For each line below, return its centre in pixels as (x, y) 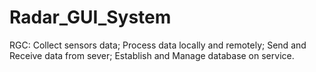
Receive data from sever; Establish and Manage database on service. (152, 55)
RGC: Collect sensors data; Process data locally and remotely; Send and (158, 45)
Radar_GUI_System (90, 17)
